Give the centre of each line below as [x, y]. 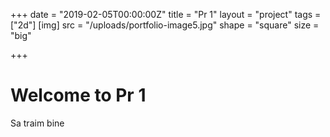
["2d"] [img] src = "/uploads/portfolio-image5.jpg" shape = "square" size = [165, 25]
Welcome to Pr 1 [78, 95]
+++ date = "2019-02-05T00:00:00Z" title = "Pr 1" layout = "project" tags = [166, 14]
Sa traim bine [37, 123]
